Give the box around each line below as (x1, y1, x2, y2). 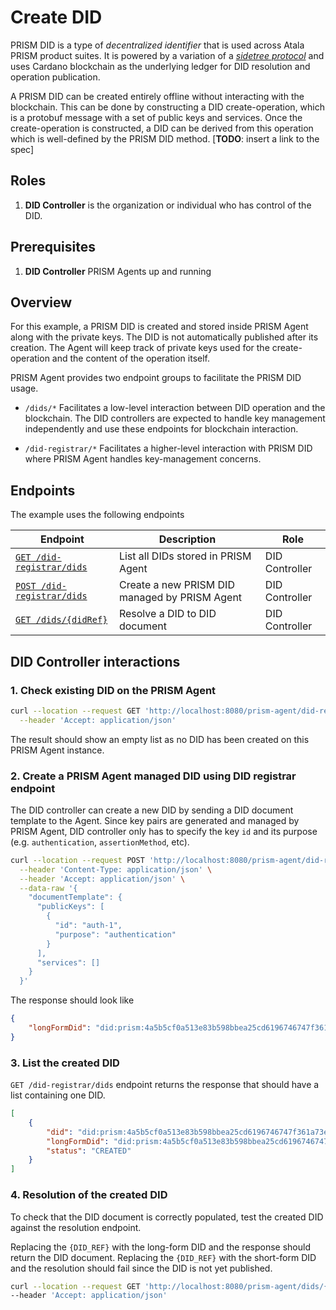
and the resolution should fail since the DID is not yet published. (10, 1262, 273, 1274)
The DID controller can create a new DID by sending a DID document (10, 804, 294, 816)
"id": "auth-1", (54, 921, 123, 931)
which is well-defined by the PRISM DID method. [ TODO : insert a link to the (10, 132, 320, 145)
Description (158, 532, 217, 546)
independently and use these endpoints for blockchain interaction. (24, 423, 299, 435)
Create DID (10, 6, 103, 29)
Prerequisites (10, 239, 96, 256)
